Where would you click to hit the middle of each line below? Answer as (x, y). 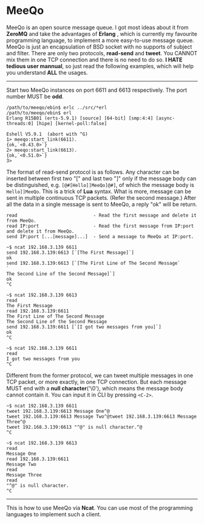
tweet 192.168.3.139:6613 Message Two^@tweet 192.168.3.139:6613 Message (102, 417)
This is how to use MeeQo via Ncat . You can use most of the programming (100, 508)
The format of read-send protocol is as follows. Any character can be (93, 172)
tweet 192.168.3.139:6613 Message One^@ (58, 411)
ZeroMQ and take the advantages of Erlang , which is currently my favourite (102, 33)
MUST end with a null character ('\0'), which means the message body (95, 388)
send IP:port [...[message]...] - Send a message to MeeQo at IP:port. (100, 236)
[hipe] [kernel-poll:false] (72, 123)
